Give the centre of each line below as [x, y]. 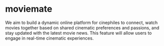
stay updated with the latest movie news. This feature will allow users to [79, 33]
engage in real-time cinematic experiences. [50, 38]
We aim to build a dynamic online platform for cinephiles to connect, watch [82, 23]
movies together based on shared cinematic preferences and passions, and [82, 27]
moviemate [29, 9]
